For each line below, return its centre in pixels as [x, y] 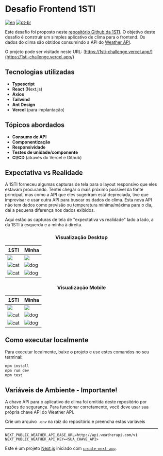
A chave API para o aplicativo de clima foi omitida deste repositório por [76, 402]
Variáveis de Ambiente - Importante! [61, 390]
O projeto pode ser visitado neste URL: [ [45, 52]
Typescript [23, 84]
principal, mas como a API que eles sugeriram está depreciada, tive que [77, 195]
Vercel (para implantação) [38, 109]
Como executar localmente [47, 340]
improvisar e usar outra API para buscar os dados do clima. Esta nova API [79, 200]
